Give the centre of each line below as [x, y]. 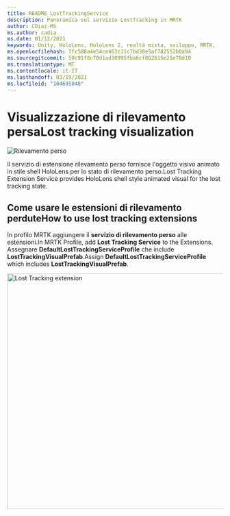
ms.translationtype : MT [41, 64]
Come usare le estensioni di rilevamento [94, 207]
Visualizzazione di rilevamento [97, 118]
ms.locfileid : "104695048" [46, 84]
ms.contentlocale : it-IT [42, 71]
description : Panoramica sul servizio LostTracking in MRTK [95, 20]
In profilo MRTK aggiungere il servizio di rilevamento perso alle [97, 235]
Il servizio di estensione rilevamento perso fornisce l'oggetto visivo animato [114, 164]
